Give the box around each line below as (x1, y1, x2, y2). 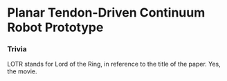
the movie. (7, 67, 37, 75)
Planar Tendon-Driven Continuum (7, 5, 206, 21)
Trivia (7, 44, 27, 54)
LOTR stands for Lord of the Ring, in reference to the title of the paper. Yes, (7, 60, 221, 69)
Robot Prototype (7, 19, 104, 35)
